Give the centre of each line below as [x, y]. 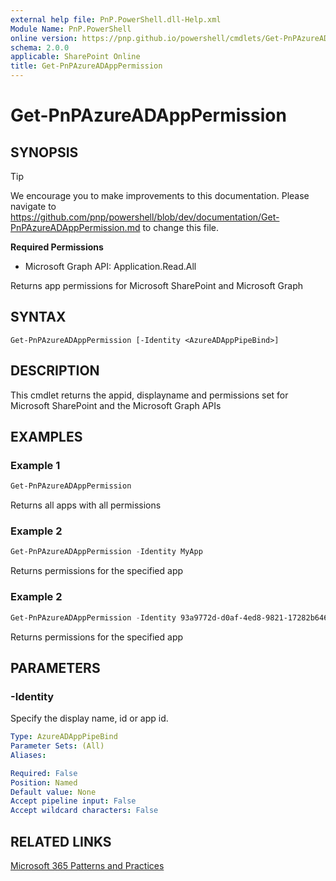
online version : [44, 38]
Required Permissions [57, 247]
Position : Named [44, 782]
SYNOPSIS [44, 152]
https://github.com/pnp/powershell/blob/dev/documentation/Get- [145, 217]
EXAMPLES [46, 437]
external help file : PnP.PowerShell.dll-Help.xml [116, 19]
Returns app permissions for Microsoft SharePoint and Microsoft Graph [157, 285]
